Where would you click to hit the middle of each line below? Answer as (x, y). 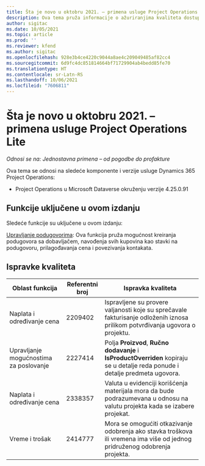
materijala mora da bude (139, 390)
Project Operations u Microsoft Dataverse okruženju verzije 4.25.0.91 (102, 189)
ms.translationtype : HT (37, 69)
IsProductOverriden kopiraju (146, 358)
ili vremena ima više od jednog (148, 439)
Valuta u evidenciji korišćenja (146, 383)
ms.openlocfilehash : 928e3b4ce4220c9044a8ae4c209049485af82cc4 (88, 57)
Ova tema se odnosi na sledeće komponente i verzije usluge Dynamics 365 (101, 170)
